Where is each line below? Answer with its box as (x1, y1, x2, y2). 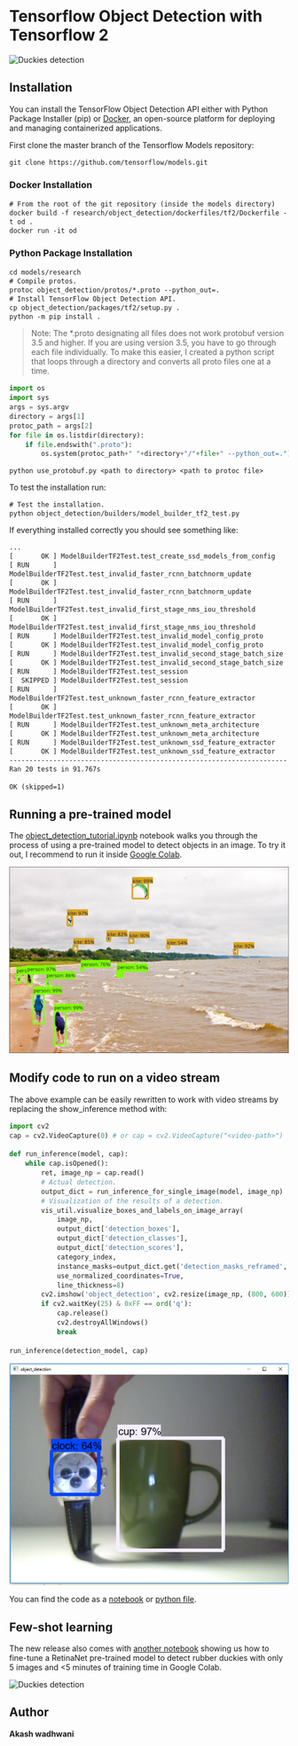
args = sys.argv (9, 403, 69, 412)
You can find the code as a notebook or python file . (9, 1594, 197, 1605)
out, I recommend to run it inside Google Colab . (9, 849, 183, 860)
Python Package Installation (9, 247, 133, 259)
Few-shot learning (9, 1619, 114, 1634)
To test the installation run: (9, 482, 106, 493)
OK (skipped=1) (9, 783, 66, 791)
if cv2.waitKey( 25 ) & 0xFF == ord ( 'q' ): (41, 1300, 192, 1309)
